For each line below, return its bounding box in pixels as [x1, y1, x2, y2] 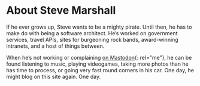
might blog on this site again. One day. [6, 73, 101, 80]
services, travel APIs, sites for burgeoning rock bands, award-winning [6, 36, 178, 43]
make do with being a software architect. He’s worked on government [6, 29, 178, 36]
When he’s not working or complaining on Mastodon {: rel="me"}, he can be [6, 54, 192, 61]
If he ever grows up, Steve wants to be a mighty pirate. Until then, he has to [6, 23, 192, 30]
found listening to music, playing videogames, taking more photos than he [6, 60, 189, 67]
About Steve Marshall [6, 4, 116, 17]
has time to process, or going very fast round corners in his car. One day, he [6, 66, 195, 73]
